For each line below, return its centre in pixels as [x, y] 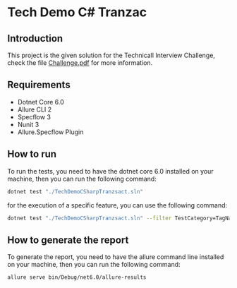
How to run [32, 154]
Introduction [35, 38]
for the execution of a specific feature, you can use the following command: [117, 205]
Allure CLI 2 [35, 109]
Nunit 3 [28, 124]
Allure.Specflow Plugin [50, 132]
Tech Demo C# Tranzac [77, 12]
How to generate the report [68, 240]
